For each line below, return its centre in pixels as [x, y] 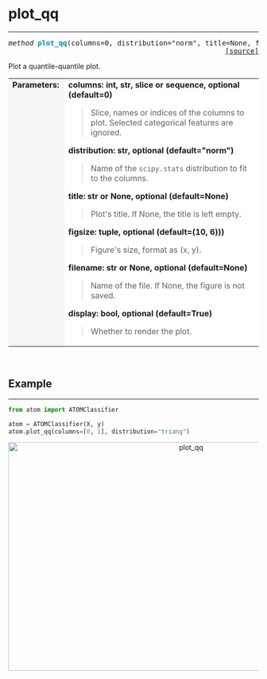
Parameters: [36, 84]
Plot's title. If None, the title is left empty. [166, 214]
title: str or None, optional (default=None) [148, 196]
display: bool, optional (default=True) [140, 313]
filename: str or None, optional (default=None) [158, 267]
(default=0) [90, 95]
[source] [242, 51]
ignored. [106, 132]
